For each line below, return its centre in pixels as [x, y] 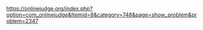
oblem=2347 [22, 21]
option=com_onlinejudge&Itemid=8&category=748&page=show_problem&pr [101, 15]
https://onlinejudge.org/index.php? [49, 9]
